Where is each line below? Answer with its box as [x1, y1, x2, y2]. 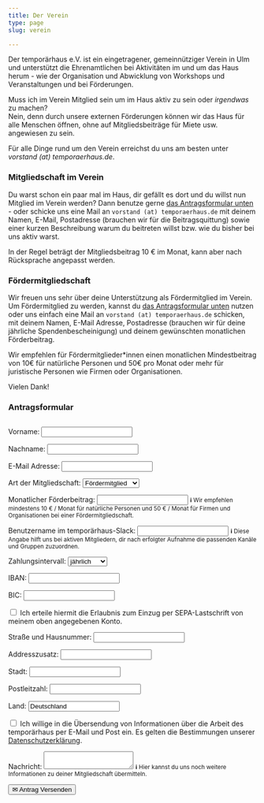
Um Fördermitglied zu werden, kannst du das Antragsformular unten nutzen [8, 301, 254, 310]
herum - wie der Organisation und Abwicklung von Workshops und [8, 72, 225, 81]
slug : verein [8, 26, 51, 34]
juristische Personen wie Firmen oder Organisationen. [8, 366, 183, 376]
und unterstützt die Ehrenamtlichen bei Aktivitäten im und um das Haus [8, 63, 239, 72]
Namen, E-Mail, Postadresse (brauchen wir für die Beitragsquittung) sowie [8, 214, 251, 225]
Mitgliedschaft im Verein [8, 172, 104, 183]
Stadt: [8, 667, 28, 676]
